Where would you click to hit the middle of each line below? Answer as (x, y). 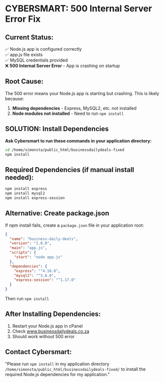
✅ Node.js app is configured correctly (44, 49)
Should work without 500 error (43, 336)
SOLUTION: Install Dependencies (57, 129)
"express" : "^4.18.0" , (37, 271)
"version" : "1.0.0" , (31, 243)
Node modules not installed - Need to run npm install (68, 113)
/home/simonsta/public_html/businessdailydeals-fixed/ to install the (76, 369)
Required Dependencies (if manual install (70, 170)
